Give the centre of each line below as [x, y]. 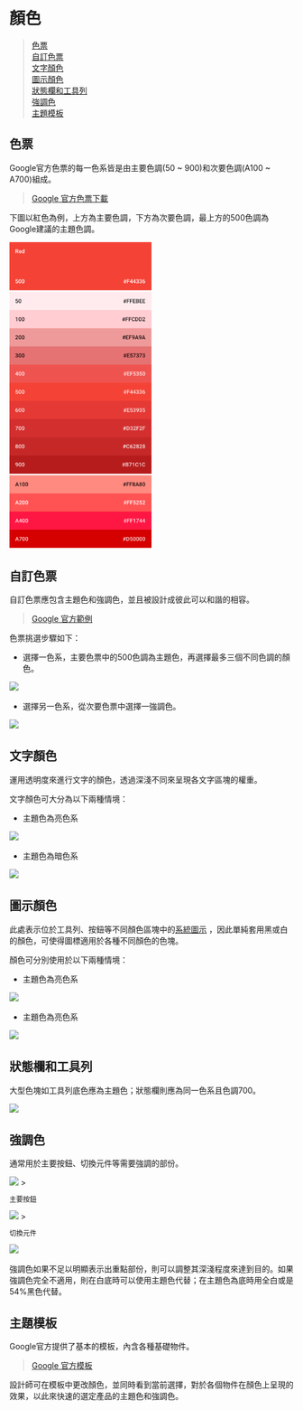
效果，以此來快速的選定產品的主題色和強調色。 [96, 1396]
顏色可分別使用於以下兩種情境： [69, 960]
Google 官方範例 [62, 619]
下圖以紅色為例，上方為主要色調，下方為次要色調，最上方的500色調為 [139, 217]
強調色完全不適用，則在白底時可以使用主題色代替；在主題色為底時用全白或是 [151, 1281]
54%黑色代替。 [38, 1292]
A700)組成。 [33, 179]
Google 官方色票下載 [70, 198]
